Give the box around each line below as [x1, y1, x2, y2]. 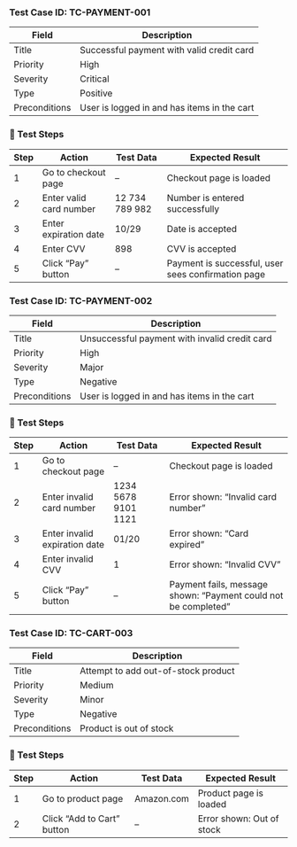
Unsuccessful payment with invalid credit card [79, 332, 272, 345]
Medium [79, 680, 114, 692]
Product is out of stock [79, 722, 174, 734]
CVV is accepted [166, 242, 237, 254]
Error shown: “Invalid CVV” [169, 558, 281, 571]
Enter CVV [42, 242, 86, 254]
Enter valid [42, 191, 87, 204]
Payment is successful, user [166, 257, 284, 269]
